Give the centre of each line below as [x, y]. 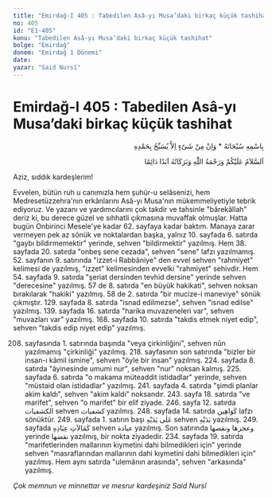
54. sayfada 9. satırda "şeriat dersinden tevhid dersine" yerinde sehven [130, 276]
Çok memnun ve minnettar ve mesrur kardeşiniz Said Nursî [110, 485]
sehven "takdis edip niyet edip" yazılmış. [80, 327]
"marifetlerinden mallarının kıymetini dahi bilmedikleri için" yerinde [133, 445]
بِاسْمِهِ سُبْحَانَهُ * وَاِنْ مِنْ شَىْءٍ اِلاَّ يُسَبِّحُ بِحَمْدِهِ [199, 146]
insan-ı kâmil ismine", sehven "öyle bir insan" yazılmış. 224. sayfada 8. [140, 360]
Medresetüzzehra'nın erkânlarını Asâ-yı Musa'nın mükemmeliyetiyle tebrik [135, 201]
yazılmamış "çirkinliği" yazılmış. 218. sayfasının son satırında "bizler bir [140, 351]
